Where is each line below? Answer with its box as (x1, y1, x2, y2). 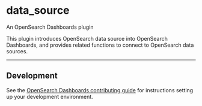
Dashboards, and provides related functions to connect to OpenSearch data (6, 41, 194, 49)
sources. (6, 47, 28, 54)
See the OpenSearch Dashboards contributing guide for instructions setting (6, 86, 194, 93)
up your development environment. (6, 93, 93, 100)
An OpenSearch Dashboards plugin (6, 23, 94, 31)
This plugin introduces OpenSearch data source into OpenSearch (6, 35, 168, 42)
